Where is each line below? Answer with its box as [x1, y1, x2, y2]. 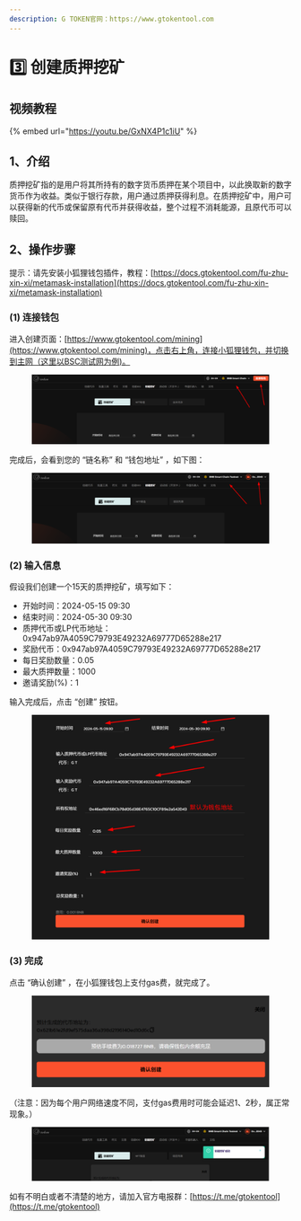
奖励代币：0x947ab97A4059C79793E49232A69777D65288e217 [21, 643, 262, 655]
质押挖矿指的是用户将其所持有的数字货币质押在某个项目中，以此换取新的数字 [9, 180, 292, 190]
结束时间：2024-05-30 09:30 [21, 612, 133, 623]
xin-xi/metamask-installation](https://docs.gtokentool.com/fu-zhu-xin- [9, 278, 269, 288]
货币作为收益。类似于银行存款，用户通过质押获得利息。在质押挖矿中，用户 [9, 190, 284, 201]
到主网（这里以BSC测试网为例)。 [9, 356, 131, 367]
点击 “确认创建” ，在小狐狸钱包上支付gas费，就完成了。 [9, 977, 215, 987]
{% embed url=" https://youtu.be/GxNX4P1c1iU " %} [9, 126, 198, 137]
